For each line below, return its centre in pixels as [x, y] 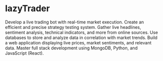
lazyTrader [27, 9]
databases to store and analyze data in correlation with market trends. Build [81, 38]
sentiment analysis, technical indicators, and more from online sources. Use [81, 32]
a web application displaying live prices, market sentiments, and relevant [78, 42]
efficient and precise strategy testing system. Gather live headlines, [73, 27]
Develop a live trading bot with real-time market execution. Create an [75, 22]
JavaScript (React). [24, 53]
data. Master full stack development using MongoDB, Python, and [71, 48]
